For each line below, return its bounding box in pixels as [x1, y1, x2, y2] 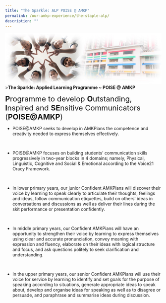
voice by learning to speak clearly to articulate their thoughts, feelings [12, 190, 155, 196]
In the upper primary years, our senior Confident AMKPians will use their [12, 271, 161, 277]
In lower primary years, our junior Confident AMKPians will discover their [12, 185, 161, 191]
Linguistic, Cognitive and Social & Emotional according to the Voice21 [12, 160, 154, 166]
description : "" [5, 18, 39, 23]
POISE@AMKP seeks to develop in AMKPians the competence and [12, 126, 149, 132]
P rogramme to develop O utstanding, [5, 94, 132, 104]
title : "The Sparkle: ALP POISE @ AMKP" [5, 8, 90, 13]
